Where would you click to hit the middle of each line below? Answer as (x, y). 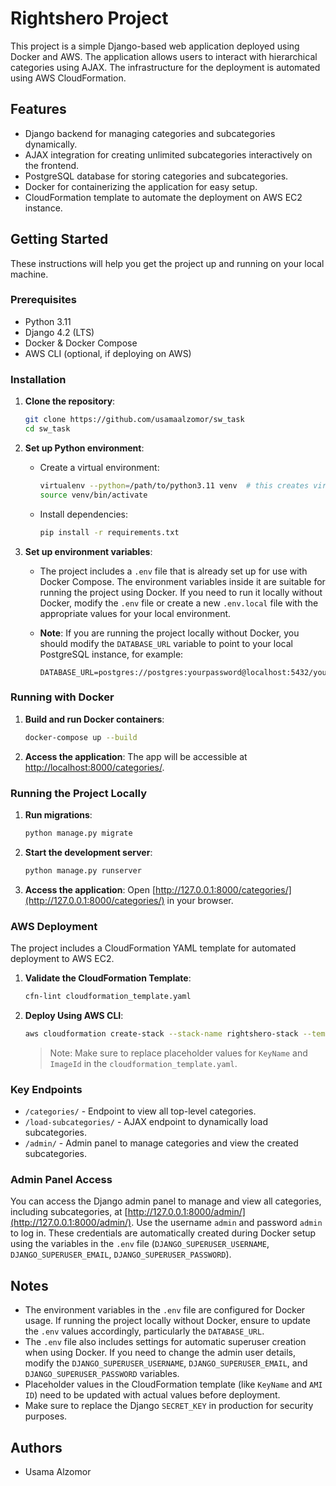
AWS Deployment (54, 926)
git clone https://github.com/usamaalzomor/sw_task (134, 420)
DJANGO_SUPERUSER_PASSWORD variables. (102, 1374)
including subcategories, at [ (69, 1212)
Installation (38, 379)
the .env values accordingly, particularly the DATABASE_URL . (144, 1331)
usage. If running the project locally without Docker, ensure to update (167, 1321)
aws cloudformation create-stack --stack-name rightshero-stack (161, 1033)
